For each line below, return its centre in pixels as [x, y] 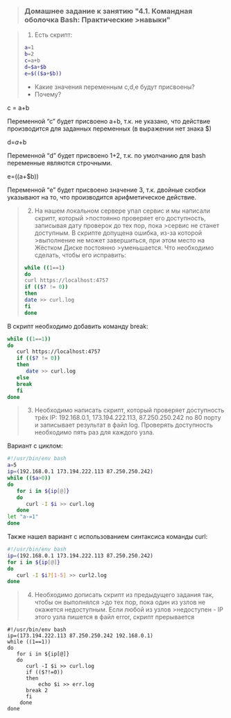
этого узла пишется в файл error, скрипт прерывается [114, 617]
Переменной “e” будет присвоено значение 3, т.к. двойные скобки [106, 190]
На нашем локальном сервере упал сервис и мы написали [122, 211]
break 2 [37, 691]
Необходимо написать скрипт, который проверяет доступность [129, 410]
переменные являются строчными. [60, 163]
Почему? [48, 94]
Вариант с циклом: [35, 446]
